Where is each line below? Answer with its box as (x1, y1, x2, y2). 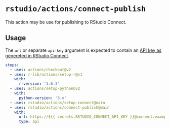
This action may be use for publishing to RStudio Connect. (5, 19, 126, 25)
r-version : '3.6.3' (18, 81, 60, 86)
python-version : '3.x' (18, 95, 67, 101)
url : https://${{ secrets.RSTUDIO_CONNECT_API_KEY (18, 114, 128, 119)
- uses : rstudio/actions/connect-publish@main (10, 105, 110, 110)
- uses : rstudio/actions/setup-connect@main (10, 100, 105, 105)
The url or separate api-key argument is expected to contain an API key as (5, 47, 162, 53)
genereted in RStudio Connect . (5, 52, 70, 58)
